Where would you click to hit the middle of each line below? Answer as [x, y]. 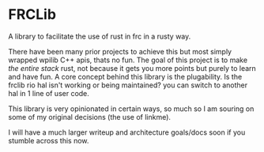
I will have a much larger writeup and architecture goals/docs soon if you [127, 132]
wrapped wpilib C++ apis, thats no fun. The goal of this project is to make [128, 60]
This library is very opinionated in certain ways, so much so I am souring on [131, 109]
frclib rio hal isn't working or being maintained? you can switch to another [128, 85]
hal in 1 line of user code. [49, 93]
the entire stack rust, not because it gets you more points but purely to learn [132, 68]
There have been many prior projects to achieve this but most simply [120, 51]
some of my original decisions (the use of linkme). [90, 117]
